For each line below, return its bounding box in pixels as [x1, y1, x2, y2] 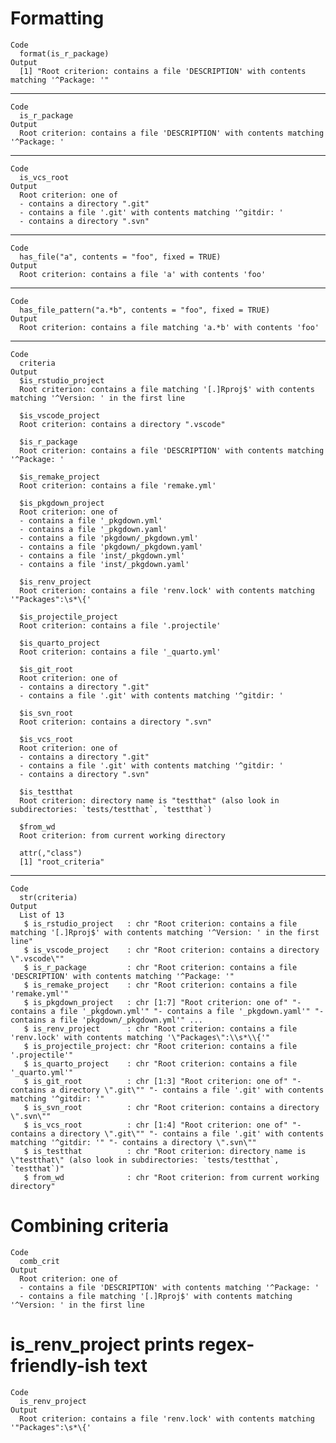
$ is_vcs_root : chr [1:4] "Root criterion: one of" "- [23, 1120, 302, 1130]
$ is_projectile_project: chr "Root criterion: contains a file [23, 1041, 298, 1051]
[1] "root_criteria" [19, 857, 105, 867]
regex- [198, 1333, 255, 1356]
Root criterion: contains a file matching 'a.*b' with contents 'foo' [19, 322, 320, 332]
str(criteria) [19, 892, 78, 902]
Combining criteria [10, 1215, 170, 1237]
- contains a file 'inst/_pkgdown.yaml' [19, 559, 190, 569]
